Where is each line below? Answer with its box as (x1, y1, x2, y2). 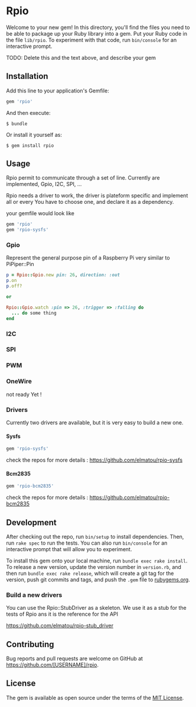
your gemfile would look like (6, 210, 75, 217)
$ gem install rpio (6, 142, 54, 149)
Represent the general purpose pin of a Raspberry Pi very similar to (6, 254, 170, 261)
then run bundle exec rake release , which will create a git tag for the (6, 570, 174, 577)
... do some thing (11, 310, 57, 316)
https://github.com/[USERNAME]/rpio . (6, 661, 99, 668)
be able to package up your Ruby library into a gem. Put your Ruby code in (6, 30, 188, 37)
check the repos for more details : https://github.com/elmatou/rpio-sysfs (6, 456, 183, 463)
